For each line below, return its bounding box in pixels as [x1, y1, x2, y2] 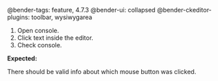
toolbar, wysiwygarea [30, 13, 93, 21]
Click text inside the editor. [17, 34, 93, 42]
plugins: [7, 13, 30, 21]
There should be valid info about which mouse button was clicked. [7, 68, 197, 76]
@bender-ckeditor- [156, 6, 212, 14]
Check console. [17, 41, 62, 49]
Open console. [17, 27, 60, 34]
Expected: [7, 54, 37, 62]
